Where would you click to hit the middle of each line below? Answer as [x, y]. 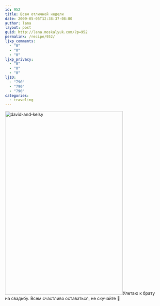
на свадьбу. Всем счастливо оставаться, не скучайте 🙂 [63, 298]
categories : [17, 95]
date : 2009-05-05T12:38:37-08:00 [39, 18]
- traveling [22, 100]
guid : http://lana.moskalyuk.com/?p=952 [47, 32]
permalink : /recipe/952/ [30, 37]
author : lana [18, 23]
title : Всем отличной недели [34, 14]
